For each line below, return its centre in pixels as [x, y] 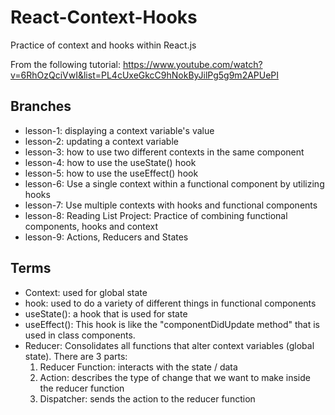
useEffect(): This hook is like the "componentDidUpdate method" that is [172, 324]
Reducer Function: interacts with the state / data [138, 367]
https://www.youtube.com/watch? [192, 64]
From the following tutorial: [65, 64]
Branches [41, 106]
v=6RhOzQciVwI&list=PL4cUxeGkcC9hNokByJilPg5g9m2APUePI [145, 75]
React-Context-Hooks [104, 17]
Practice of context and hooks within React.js [103, 45]
